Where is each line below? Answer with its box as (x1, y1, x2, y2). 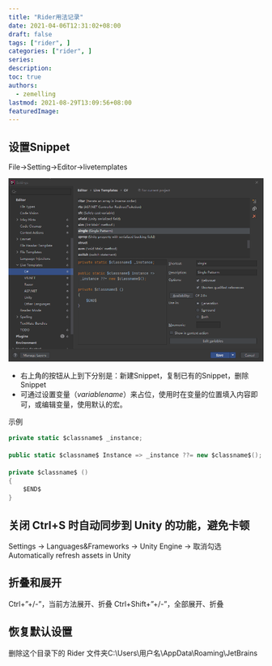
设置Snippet (8, 140, 70, 154)
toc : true (8, 73, 42, 81)
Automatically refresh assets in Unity (8, 550, 131, 560)
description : (8, 65, 53, 73)
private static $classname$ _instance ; (8, 434, 143, 442)
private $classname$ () (8, 468, 89, 476)
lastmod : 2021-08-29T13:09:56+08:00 (8, 98, 132, 107)
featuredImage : (8, 107, 60, 115)
